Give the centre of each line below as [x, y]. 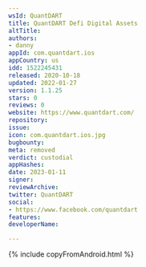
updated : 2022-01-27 [43, 83]
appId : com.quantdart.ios [51, 53]
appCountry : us [34, 61]
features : [25, 217]
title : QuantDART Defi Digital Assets [73, 23]
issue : [19, 127]
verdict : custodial [41, 157]
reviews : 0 [26, 105]
